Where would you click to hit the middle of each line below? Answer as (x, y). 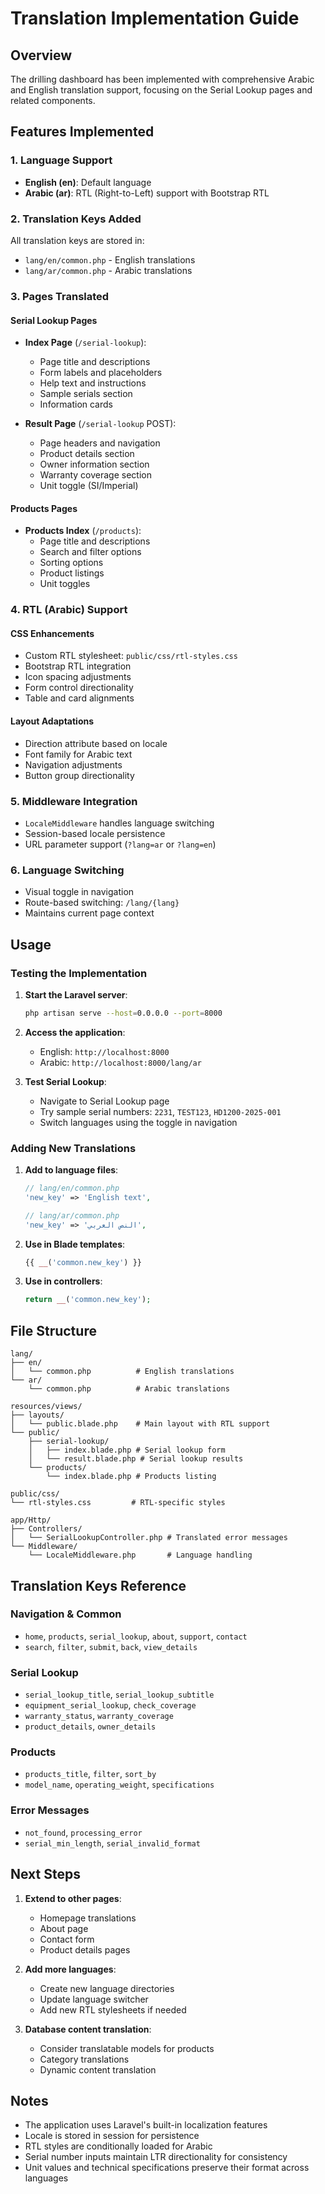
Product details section (87, 454)
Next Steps (45, 1874)
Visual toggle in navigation (79, 892)
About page (64, 1928)
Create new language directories (107, 1988)
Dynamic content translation (98, 2069)
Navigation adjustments (73, 764)
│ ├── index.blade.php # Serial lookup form (127, 1450)
